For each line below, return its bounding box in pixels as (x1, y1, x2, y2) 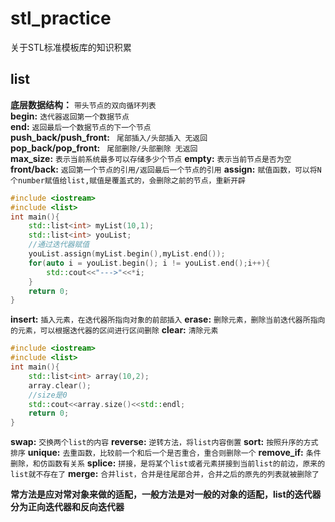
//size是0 (28, 390, 68, 400)
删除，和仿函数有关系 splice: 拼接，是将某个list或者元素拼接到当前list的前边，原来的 (10, 457, 326, 469)
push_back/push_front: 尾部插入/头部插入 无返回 (10, 131, 208, 143)
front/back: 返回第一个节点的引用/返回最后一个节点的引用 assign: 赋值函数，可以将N (10, 163, 322, 175)
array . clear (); (28, 380, 92, 391)
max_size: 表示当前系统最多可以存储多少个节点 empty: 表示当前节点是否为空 (10, 152, 292, 164)
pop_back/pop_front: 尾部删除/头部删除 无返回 (10, 142, 198, 154)
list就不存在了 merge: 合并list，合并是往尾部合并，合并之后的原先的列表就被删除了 (10, 468, 320, 480)
